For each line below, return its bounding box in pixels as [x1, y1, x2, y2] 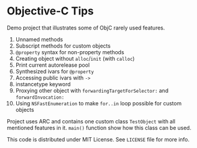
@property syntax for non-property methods [15, 48, 125, 55]
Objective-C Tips [7, 4, 94, 18]
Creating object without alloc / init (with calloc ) [15, 55, 135, 62]
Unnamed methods [15, 35, 64, 43]
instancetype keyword [15, 80, 71, 88]
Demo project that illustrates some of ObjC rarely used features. [7, 24, 165, 31]
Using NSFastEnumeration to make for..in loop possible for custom [15, 99, 182, 106]
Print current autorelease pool [15, 61, 90, 69]
